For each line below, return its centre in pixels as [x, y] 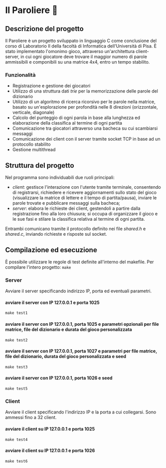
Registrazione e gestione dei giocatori [51, 86]
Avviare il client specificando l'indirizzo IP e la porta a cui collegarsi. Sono [81, 412]
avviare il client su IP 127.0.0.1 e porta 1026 [50, 450]
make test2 [16, 340]
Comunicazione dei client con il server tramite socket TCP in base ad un [86, 139]
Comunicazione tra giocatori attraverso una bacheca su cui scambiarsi [85, 128]
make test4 [16, 439]
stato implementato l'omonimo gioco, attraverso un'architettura [70, 51]
